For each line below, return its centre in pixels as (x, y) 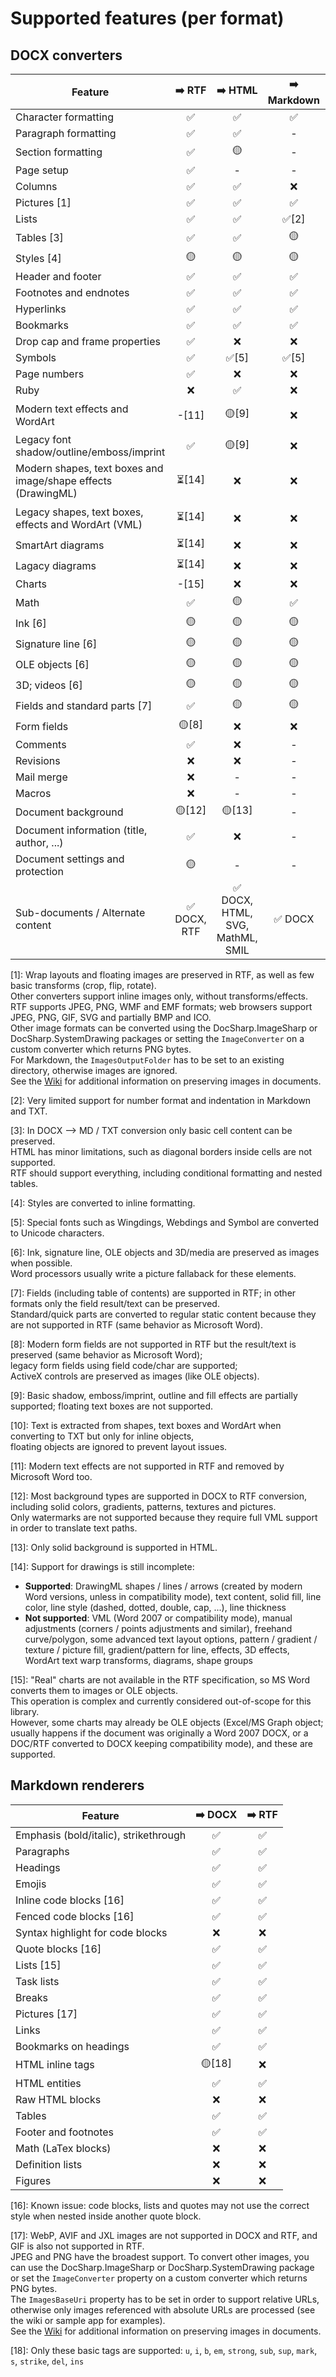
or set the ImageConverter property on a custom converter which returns (159, 2278)
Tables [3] (39, 237)
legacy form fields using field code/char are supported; (124, 1365)
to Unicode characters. (57, 1233)
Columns (36, 186)
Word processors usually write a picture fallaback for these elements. (153, 1273)
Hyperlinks (41, 309)
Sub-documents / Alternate (80, 912)
